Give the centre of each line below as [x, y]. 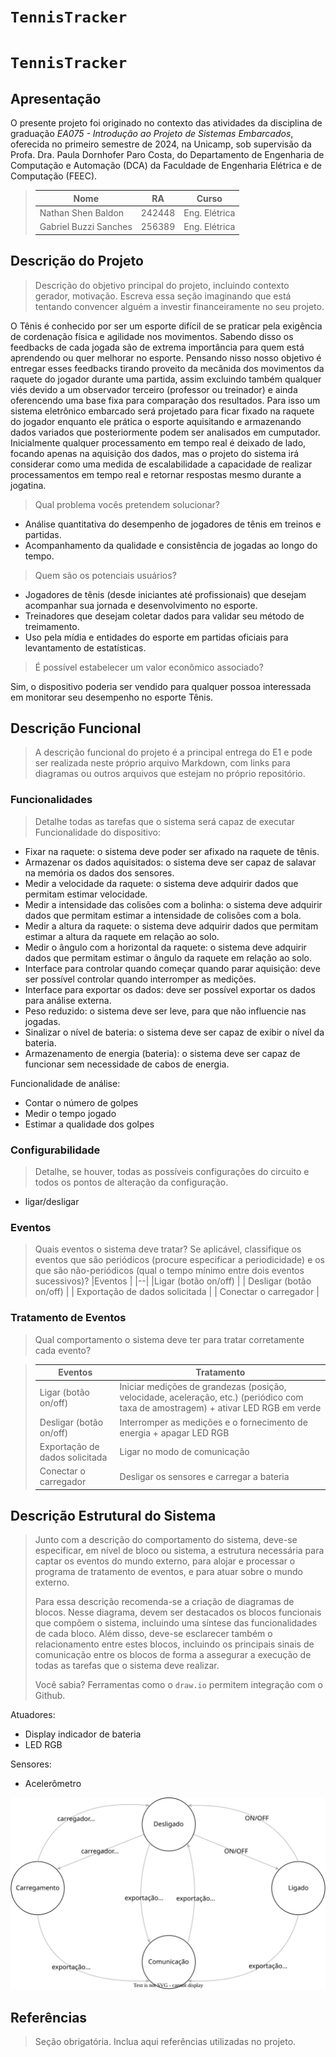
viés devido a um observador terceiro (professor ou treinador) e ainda [154, 389]
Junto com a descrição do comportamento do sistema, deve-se [166, 1540]
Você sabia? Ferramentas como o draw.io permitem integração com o [178, 1685]
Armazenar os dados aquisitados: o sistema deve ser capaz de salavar [170, 862]
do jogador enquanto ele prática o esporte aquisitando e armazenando [156, 421]
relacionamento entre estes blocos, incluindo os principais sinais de [174, 1644]
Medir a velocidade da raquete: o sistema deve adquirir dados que [161, 883]
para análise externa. [68, 1000]
